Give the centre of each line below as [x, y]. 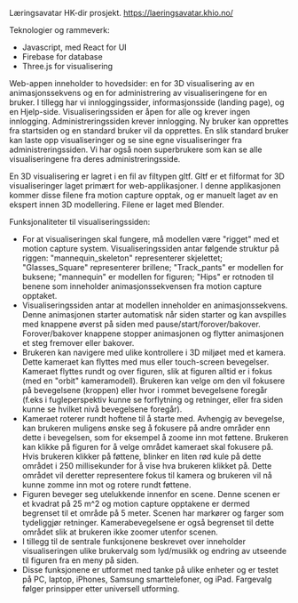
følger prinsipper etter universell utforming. [101, 589]
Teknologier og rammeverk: [60, 30]
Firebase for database [63, 56]
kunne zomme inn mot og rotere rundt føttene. [107, 485]
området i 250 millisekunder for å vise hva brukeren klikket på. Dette [147, 466]
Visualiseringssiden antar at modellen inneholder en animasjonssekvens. [155, 305]
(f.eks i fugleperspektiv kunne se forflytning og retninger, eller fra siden [153, 400]
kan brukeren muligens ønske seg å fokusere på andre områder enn [146, 428]
